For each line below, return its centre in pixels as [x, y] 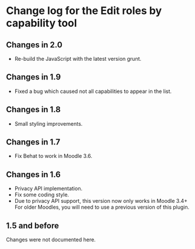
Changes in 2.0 [34, 45]
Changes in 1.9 [34, 77]
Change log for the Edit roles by [84, 11]
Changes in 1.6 [34, 174]
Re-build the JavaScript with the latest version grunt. [78, 59]
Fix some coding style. [42, 195]
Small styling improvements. [48, 123]
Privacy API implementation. [48, 189]
